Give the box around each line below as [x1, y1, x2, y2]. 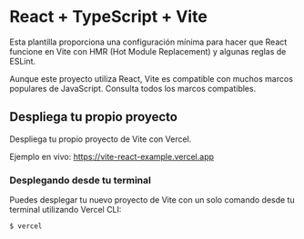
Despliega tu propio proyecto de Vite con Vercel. [9, 134, 192, 144]
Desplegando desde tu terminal [9, 174, 152, 186]
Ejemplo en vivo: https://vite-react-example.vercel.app [9, 151, 215, 162]
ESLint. [9, 55, 36, 66]
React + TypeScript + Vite [9, 6, 208, 27]
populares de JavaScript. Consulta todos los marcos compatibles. [9, 83, 257, 94]
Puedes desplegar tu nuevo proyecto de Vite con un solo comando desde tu [9, 194, 295, 205]
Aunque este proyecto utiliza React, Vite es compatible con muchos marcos [9, 73, 294, 84]
